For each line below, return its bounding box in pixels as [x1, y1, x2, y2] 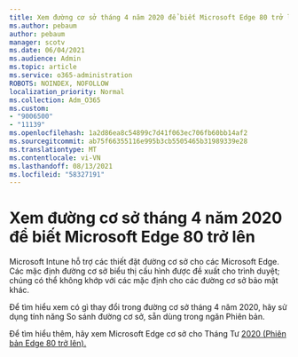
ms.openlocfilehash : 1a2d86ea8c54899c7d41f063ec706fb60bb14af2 [9, 129, 248, 138]
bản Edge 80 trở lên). [9, 338, 87, 349]
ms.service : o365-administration [9, 71, 133, 80]
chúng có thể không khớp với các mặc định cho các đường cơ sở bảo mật [9, 275, 278, 286]
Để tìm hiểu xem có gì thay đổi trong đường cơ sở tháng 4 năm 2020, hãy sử [9, 302, 287, 313]
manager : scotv [9, 37, 66, 47]
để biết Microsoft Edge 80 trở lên [9, 227, 255, 247]
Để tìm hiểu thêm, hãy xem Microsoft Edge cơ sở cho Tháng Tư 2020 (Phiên [9, 329, 286, 339]
